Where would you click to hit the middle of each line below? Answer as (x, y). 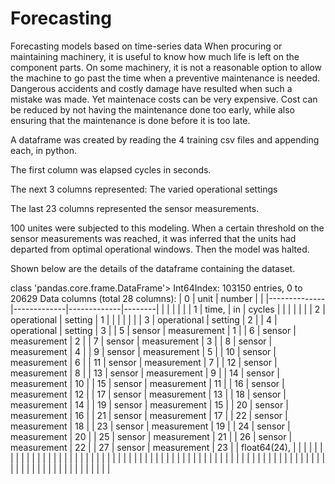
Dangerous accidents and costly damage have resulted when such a (151, 88)
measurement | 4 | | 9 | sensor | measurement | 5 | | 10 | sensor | (143, 351)
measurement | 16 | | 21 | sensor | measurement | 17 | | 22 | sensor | (149, 415)
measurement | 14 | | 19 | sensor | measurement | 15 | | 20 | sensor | (149, 404)
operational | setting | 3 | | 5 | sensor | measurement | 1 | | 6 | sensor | (153, 330)
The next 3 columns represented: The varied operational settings (144, 189)
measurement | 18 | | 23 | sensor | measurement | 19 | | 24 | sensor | (150, 426)
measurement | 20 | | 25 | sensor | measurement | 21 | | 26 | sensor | (151, 436)
